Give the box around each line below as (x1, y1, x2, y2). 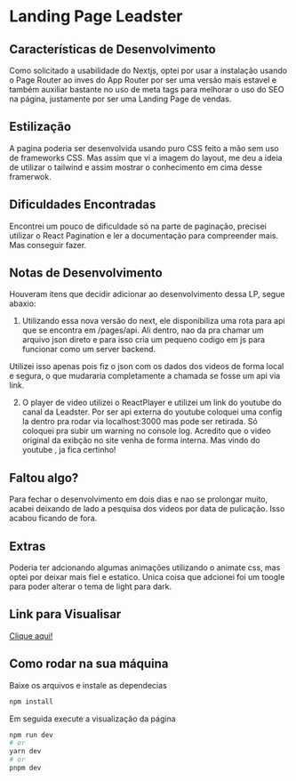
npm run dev (9, 730, 53, 739)
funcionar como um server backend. (21, 344, 156, 355)
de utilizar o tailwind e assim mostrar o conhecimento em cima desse (9, 162, 262, 173)
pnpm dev (9, 763, 42, 773)
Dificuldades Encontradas (9, 197, 156, 213)
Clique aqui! (9, 630, 53, 641)
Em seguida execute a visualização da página (9, 713, 176, 724)
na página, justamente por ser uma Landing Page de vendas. (9, 93, 232, 104)
